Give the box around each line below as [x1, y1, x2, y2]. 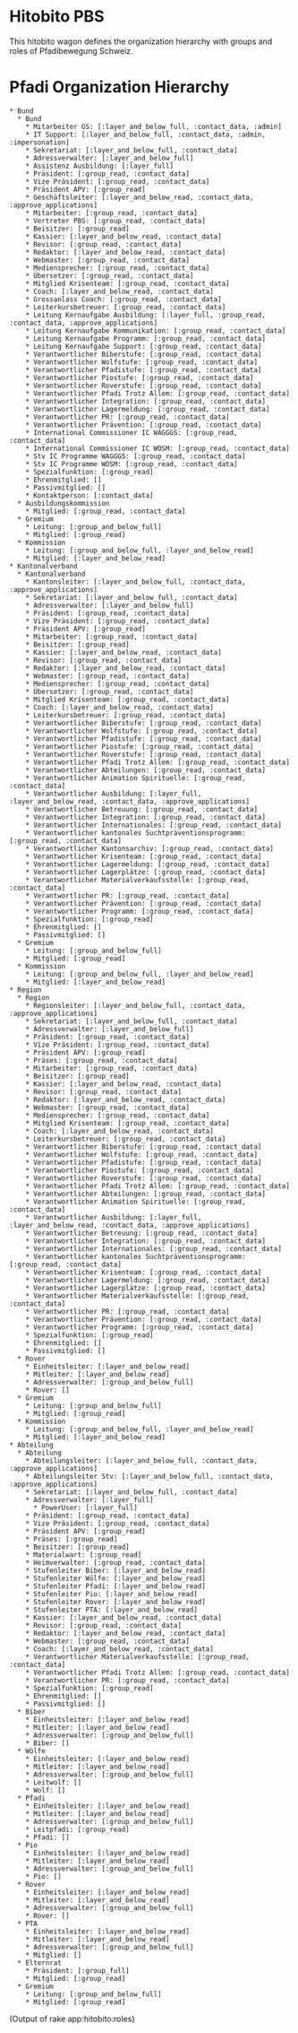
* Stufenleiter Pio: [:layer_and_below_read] [25, 1589, 199, 1598]
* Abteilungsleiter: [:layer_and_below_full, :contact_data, [25, 1455, 258, 1465]
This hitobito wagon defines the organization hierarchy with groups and [9, 36, 273, 47]
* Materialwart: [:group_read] [25, 1550, 142, 1560]
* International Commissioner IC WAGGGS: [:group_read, [25, 428, 239, 437]
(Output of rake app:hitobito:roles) [9, 2013, 136, 2024]
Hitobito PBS [9, 6, 105, 27]
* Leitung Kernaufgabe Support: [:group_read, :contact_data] [25, 342, 262, 351]
